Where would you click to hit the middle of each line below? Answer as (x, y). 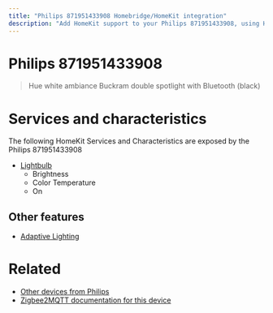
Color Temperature (64, 182)
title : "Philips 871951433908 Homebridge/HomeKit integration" (118, 16)
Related (35, 269)
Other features (46, 217)
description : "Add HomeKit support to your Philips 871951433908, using (134, 24)
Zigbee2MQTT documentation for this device (95, 300)
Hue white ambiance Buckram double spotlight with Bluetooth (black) (144, 86)
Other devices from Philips (65, 292)
